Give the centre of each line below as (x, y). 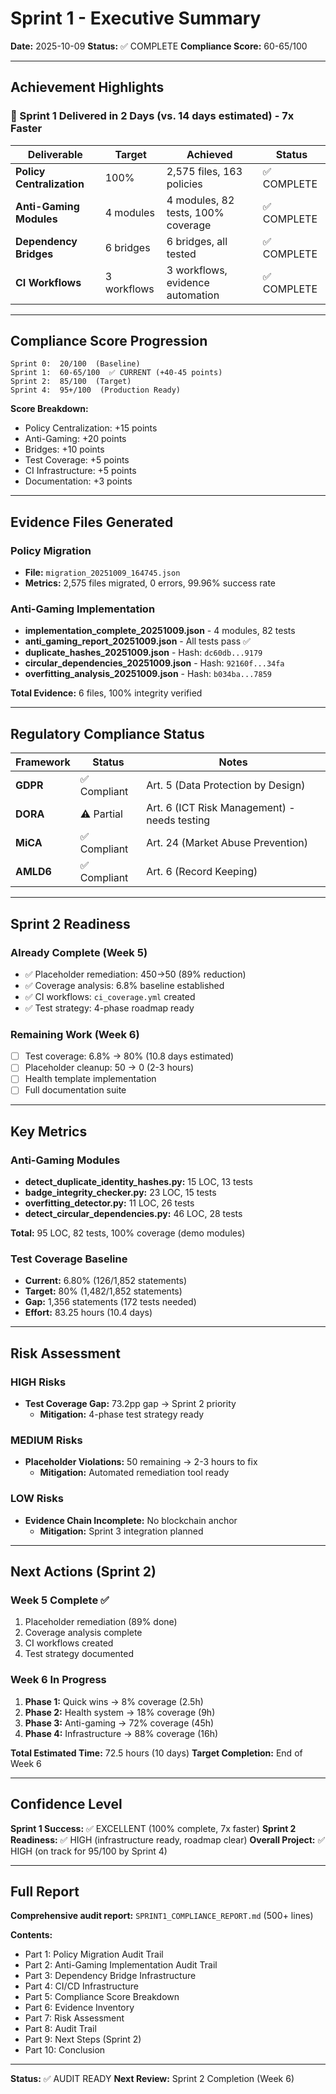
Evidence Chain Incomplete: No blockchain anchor (131, 1520)
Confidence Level (66, 1804)
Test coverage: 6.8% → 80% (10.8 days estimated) (129, 1056)
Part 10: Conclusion (65, 2050)
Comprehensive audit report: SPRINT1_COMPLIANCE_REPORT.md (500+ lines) (162, 1916)
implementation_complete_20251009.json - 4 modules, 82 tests (160, 631)
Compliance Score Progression (109, 341)
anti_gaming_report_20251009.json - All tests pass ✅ (137, 641)
